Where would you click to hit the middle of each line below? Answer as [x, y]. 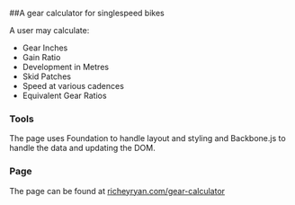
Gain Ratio [41, 57]
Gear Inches [45, 48]
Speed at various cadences [73, 86]
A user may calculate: [49, 30]
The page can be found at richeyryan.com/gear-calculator [117, 191]
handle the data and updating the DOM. [82, 148]
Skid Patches [47, 76]
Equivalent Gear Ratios [64, 95]
